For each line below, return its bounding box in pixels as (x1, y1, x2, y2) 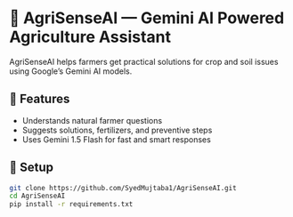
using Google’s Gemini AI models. (9, 66, 133, 76)
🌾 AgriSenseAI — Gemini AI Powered (9, 8, 285, 28)
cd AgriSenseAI (9, 191, 66, 201)
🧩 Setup (9, 160, 54, 175)
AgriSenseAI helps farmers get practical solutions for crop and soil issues (9, 56, 279, 67)
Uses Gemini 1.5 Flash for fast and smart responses (21, 133, 211, 145)
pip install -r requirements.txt (9, 200, 134, 209)
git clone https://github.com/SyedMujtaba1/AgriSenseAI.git (9, 183, 238, 192)
